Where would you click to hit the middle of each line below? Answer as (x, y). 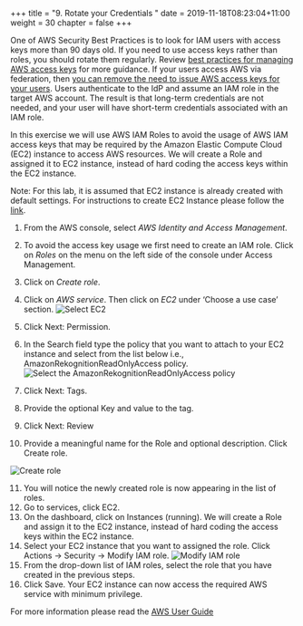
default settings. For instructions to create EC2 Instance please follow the (147, 200)
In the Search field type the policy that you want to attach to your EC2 (154, 344)
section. (39, 309)
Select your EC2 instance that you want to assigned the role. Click (147, 546)
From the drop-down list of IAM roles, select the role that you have (147, 565)
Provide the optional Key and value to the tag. (108, 408)
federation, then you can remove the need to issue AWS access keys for (145, 79)
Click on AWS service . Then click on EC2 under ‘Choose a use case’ (151, 299)
